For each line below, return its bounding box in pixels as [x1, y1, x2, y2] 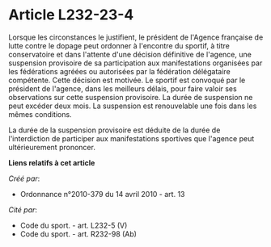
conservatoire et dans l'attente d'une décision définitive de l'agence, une [8, 49, 252, 59]
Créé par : [8, 174, 40, 183]
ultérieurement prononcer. [8, 142, 95, 152]
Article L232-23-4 [8, 6, 134, 24]
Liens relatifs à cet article [8, 157, 95, 167]
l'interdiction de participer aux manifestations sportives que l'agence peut [8, 133, 255, 143]
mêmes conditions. [8, 109, 72, 119]
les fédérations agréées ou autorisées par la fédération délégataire [8, 66, 231, 76]
